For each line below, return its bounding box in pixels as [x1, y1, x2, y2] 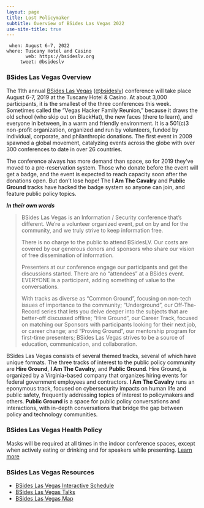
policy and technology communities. [6, 411, 98, 418]
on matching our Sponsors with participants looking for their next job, [21, 321, 197, 328]
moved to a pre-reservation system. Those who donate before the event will [6, 163, 198, 171]
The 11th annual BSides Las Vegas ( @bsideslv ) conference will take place [6, 87, 192, 94]
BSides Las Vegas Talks [15, 488, 75, 496]
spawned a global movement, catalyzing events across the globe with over [6, 139, 195, 146]
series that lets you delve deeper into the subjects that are [40, 307, 188, 315]
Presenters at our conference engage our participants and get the [21, 263, 188, 271]
